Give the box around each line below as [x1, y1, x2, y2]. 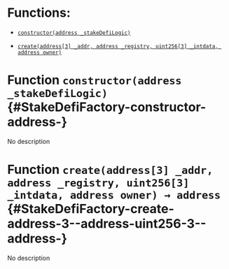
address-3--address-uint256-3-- [7, 216, 207, 232]
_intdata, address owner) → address [7, 189, 221, 202]
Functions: [7, 5, 71, 21]
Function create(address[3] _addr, [7, 162, 214, 177]
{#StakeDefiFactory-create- [7, 201, 175, 217]
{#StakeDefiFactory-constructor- [7, 99, 207, 115]
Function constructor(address [7, 72, 182, 88]
